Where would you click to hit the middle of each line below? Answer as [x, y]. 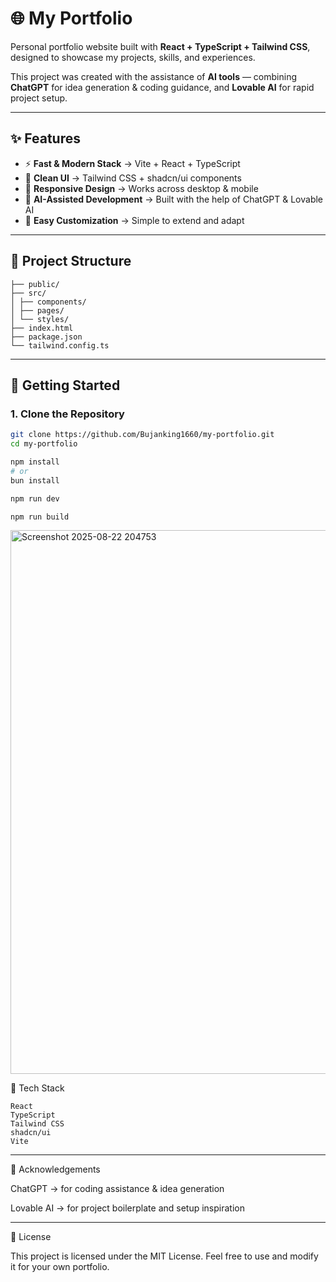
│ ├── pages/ [37, 310]
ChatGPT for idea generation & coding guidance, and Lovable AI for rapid [162, 87]
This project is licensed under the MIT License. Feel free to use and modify [164, 1256]
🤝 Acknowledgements [55, 1169]
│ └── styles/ [40, 319]
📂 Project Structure [71, 261]
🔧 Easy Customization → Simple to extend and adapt [134, 220]
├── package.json [46, 337]
